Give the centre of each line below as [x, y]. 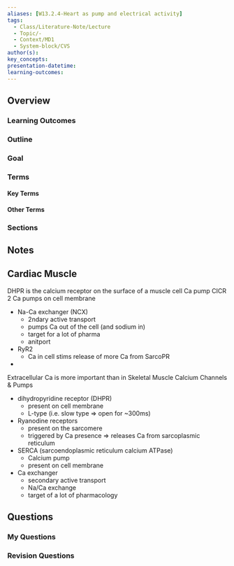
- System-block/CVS [42, 46]
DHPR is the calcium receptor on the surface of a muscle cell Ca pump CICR [117, 290]
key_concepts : [28, 59]
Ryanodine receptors [47, 420]
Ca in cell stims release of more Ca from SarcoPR [98, 356]
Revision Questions [41, 556]
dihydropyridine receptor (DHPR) [65, 398]
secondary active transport [67, 480]
